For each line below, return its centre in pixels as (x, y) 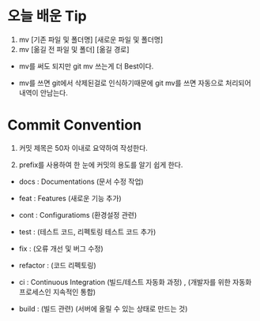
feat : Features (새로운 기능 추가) (70, 198)
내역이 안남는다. (43, 92)
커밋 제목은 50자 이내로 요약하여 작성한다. (83, 147)
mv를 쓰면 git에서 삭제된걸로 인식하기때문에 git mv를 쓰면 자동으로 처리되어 (135, 83)
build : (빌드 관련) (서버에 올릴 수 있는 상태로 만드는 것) (103, 308)
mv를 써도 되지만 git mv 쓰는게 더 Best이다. (86, 66)
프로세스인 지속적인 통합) (57, 292)
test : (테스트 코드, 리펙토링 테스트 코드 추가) (87, 231)
